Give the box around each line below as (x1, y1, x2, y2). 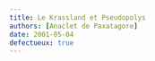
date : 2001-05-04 (9, 30, 74, 39)
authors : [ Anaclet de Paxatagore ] (9, 22, 139, 30)
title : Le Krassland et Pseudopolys (9, 13, 146, 22)
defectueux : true (9, 38, 74, 48)
